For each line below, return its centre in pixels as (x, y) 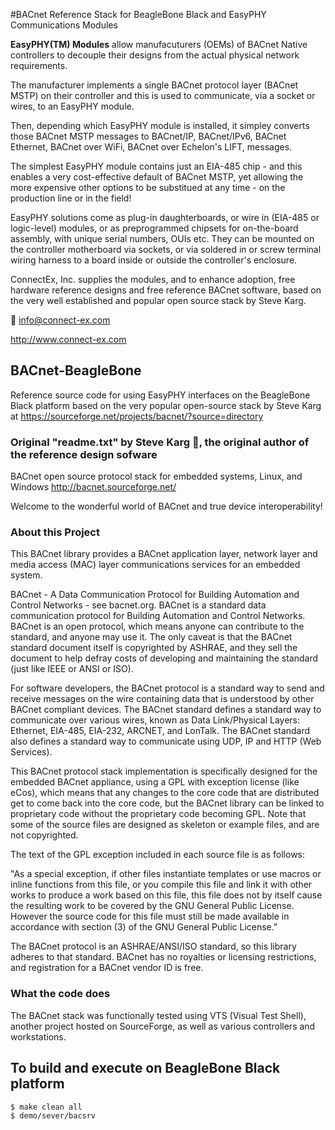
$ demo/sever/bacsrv (53, 1115)
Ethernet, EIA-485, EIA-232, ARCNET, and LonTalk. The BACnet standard (160, 731)
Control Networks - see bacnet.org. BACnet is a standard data (138, 605)
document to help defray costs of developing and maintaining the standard (164, 658)
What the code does (60, 994)
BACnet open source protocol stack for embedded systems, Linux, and (156, 476)
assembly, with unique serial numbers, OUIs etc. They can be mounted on (162, 238)
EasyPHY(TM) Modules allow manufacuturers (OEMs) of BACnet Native (159, 44)
